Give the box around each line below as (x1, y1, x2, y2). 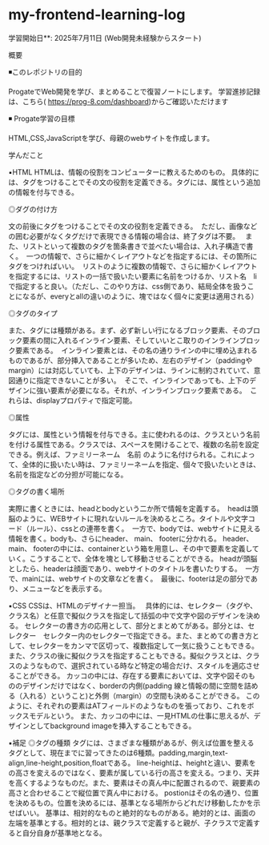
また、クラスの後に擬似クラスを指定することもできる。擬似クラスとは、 (8, 650, 247, 660)
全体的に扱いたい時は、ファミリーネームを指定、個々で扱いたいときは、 (22, 459, 260, 469)
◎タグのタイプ (8, 308, 58, 318)
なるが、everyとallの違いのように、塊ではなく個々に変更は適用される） (22, 291, 259, 301)
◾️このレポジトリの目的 (8, 66, 82, 77)
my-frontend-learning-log (8, 6, 186, 24)
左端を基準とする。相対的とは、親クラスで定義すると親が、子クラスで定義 (8, 818, 254, 827)
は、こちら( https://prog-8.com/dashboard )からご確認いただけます (8, 96, 229, 106)
